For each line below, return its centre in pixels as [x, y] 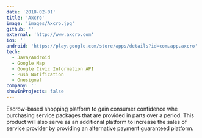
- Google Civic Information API [53, 69]
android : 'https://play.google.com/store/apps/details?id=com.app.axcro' [102, 46]
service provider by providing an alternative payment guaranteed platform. [100, 128]
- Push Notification [38, 74]
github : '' [20, 29]
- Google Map [28, 63]
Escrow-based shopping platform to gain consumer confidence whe [92, 109]
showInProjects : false [35, 92]
